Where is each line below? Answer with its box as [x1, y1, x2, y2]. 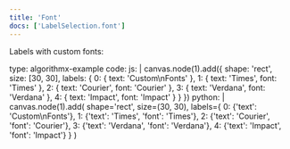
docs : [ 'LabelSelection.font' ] [9, 21, 126, 30]
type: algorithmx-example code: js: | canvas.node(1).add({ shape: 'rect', [9, 63, 273, 74]
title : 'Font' [9, 12, 62, 22]
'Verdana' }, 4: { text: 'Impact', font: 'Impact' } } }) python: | [9, 91, 225, 103]
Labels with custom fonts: [9, 46, 104, 56]
